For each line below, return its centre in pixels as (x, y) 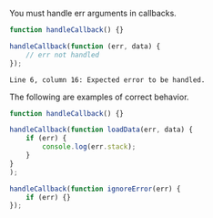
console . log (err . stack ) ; (89, 147)
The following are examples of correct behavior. (99, 97)
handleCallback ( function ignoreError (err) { (95, 189)
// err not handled (63, 55)
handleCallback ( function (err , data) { (85, 46)
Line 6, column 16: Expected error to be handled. (107, 80)
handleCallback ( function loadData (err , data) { (101, 130)
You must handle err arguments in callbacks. (93, 13)
